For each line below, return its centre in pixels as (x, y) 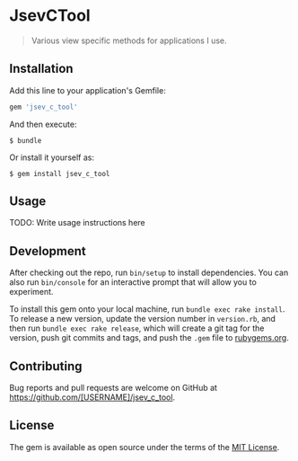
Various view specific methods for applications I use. (129, 40)
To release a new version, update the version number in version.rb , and (143, 319)
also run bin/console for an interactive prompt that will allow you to (133, 282)
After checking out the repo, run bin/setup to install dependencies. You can (149, 273)
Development (48, 251)
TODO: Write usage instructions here (77, 223)
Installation (41, 69)
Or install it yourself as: (52, 157)
